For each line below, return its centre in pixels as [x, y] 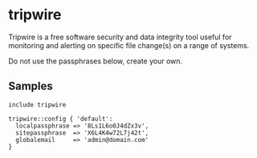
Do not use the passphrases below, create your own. [96, 61]
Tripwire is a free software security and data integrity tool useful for [120, 37]
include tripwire [37, 105]
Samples [31, 86]
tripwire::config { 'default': [61, 119]
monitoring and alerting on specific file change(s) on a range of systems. [129, 45]
